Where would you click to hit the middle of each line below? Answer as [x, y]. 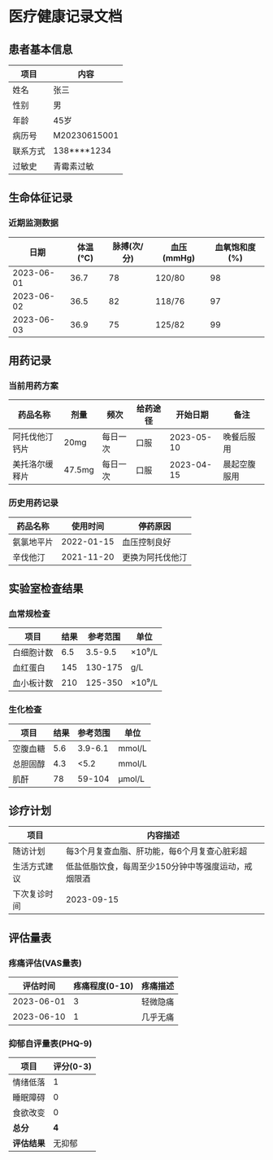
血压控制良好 [146, 542]
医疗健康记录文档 [66, 17]
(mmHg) [179, 257]
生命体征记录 [41, 198]
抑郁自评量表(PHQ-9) [50, 1044]
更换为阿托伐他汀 [154, 557]
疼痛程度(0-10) [103, 986]
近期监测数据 [34, 223]
